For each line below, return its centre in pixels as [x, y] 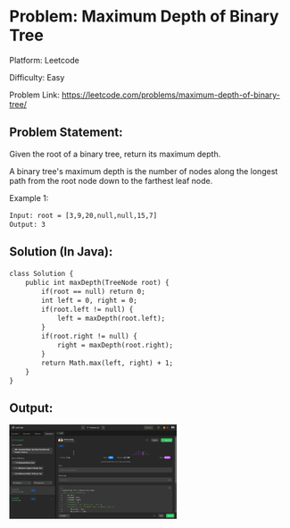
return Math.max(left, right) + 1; [108, 363]
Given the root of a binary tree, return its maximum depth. [115, 154]
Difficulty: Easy [37, 77]
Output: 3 [28, 224]
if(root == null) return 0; [93, 291]
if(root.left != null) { [87, 309]
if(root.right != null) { [90, 336]
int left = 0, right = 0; [90, 300]
